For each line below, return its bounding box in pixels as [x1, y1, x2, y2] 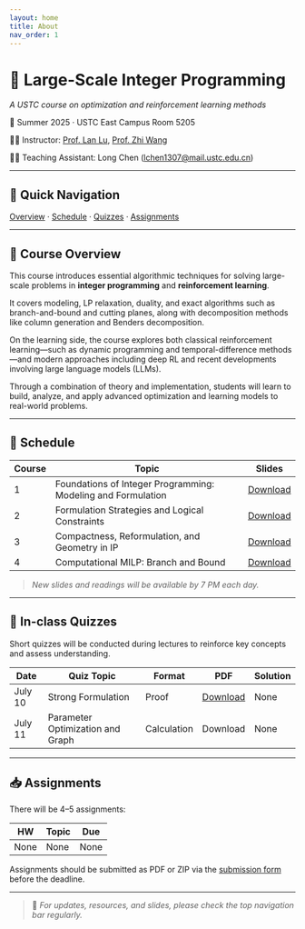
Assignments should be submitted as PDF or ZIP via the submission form [9, 864, 281, 875]
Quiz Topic [67, 669, 116, 682]
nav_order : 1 [9, 30, 59, 39]
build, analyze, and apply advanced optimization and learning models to [9, 390, 279, 401]
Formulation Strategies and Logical [54, 504, 204, 516]
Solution [253, 669, 291, 682]
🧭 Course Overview [9, 246, 122, 262]
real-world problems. [9, 400, 88, 411]
